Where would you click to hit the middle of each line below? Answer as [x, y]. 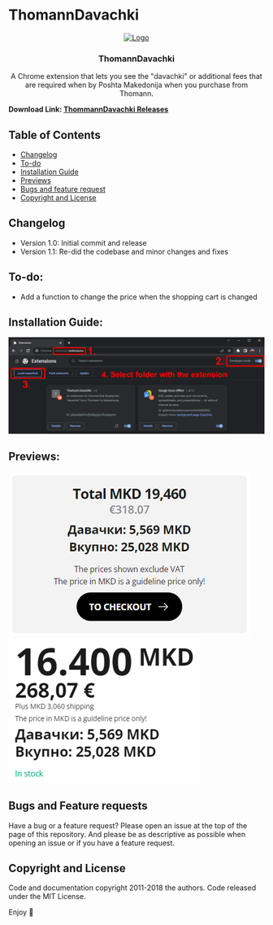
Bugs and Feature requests [78, 806]
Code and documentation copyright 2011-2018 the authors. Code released [132, 888]
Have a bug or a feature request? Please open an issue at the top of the [128, 825]
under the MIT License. [48, 897]
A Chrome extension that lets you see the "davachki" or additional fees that [136, 76]
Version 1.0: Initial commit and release [84, 242]
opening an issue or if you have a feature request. [92, 843]
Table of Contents [55, 135]
